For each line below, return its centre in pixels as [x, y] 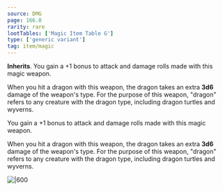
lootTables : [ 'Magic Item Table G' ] [60, 33]
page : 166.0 [24, 20]
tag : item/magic [31, 46]
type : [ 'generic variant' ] [46, 40]
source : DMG [24, 14]
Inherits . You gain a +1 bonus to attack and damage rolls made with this [110, 66]
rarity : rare [26, 27]
